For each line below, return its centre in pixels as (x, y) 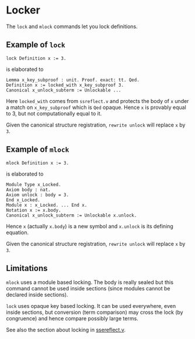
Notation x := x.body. (34, 210)
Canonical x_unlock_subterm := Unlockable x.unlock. (72, 215)
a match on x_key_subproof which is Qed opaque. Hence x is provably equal (96, 107)
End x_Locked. (23, 200)
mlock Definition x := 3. (37, 163)
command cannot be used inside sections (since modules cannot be (88, 289)
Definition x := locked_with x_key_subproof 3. (65, 85)
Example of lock (36, 45)
